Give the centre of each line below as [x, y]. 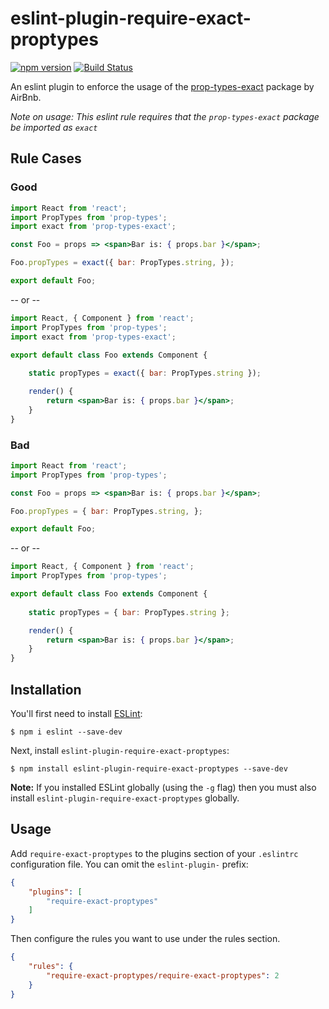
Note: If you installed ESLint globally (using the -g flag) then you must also [163, 787]
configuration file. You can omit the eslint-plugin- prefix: [129, 864]
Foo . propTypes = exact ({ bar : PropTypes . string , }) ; [122, 263]
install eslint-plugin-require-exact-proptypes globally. [125, 798]
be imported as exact [54, 127]
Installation [46, 689]
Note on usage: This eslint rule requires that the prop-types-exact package [165, 116]
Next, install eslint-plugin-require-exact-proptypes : [120, 750]
